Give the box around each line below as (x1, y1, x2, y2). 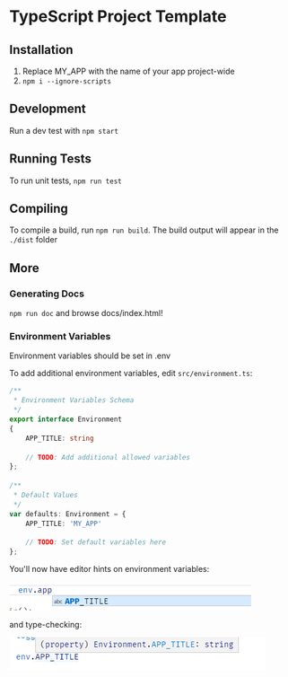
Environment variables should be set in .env (9, 350, 171, 361)
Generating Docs (9, 287, 85, 300)
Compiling (9, 201, 69, 216)
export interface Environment (9, 415, 123, 424)
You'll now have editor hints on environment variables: (9, 564, 210, 575)
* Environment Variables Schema (13, 396, 135, 405)
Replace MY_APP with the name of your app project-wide (22, 66, 235, 76)
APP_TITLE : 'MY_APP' (25, 519, 102, 528)
